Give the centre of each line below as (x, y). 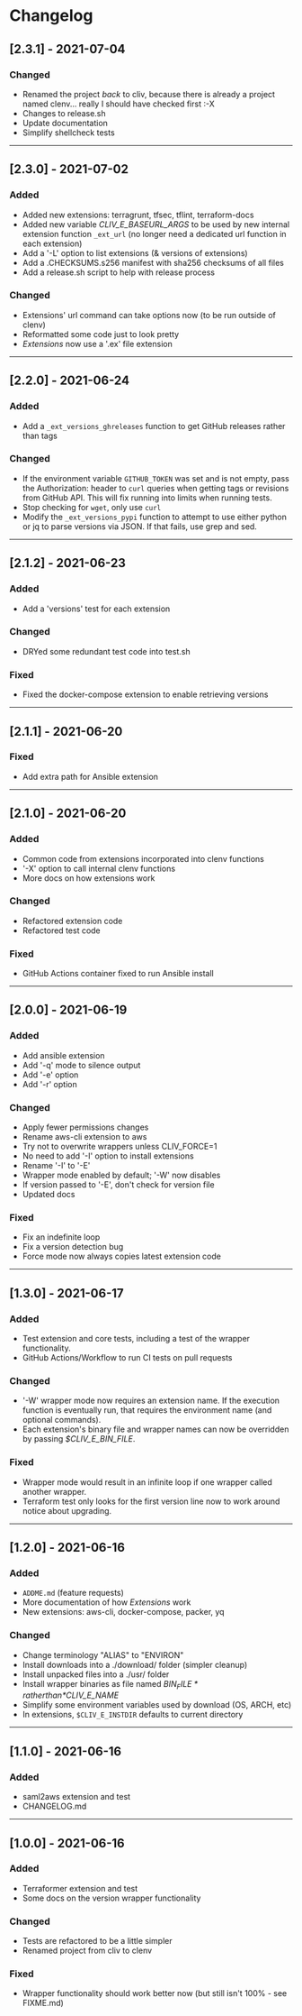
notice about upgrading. (67, 1510)
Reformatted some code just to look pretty (101, 334)
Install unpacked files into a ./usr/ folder (96, 1674)
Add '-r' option (50, 1084)
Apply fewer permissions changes (85, 1127)
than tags (40, 435)
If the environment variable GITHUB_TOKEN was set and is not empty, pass (155, 478)
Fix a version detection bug (73, 1247)
